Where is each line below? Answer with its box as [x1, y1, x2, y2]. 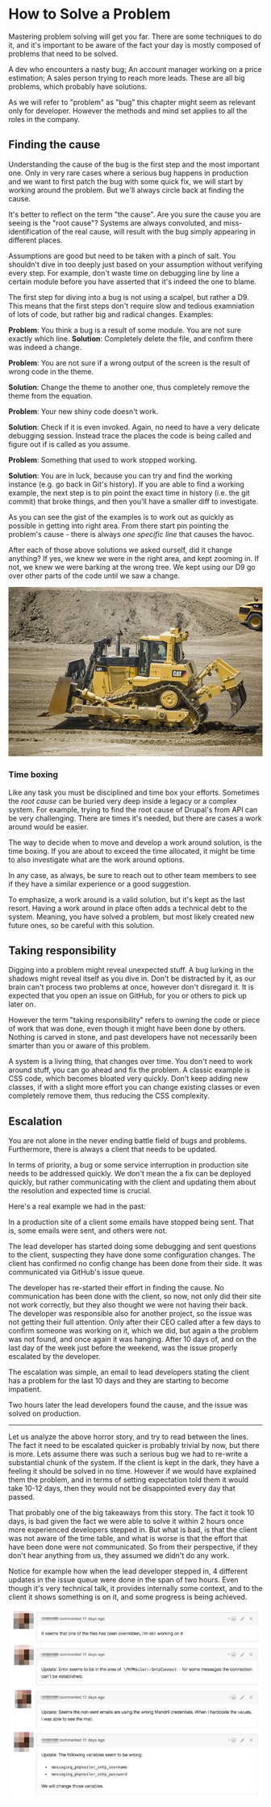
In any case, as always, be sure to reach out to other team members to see [8, 870, 256, 880]
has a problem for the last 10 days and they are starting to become [8, 1376, 229, 1386]
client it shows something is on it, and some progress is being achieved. [8, 1592, 248, 1602]
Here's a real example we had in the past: [8, 1201, 147, 1211]
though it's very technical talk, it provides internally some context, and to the [8, 1584, 263, 1594]
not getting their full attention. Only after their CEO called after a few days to [8, 1317, 261, 1327]
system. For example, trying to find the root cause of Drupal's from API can [8, 804, 258, 814]
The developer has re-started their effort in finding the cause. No [8, 1283, 224, 1293]
